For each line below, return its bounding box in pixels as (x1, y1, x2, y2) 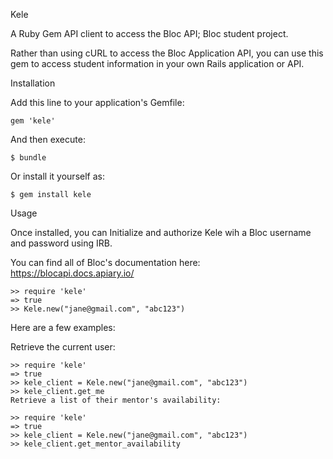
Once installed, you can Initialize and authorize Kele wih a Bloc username (10, 227, 312, 238)
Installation (10, 77, 56, 89)
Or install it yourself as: (10, 170, 105, 182)
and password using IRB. (10, 237, 113, 249)
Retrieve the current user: (10, 341, 116, 353)
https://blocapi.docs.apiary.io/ (10, 267, 135, 279)
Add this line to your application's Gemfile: (10, 97, 185, 108)
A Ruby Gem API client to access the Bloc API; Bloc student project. (10, 28, 289, 39)
